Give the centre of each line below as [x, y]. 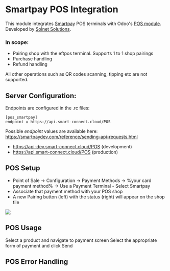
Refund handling [30, 64]
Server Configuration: [41, 96]
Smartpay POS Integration [62, 9]
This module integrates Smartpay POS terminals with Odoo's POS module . [83, 24]
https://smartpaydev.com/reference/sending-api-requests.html [71, 137]
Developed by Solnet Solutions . [38, 29]
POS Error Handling [37, 262]
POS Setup [23, 168]
